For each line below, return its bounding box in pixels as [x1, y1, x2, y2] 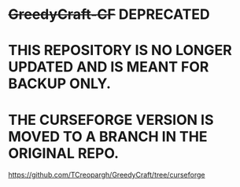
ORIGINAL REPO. [8, 144, 120, 162]
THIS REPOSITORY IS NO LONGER [8, 42, 232, 60]
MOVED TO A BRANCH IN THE [8, 127, 208, 145]
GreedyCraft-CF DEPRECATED [8, 5, 210, 24]
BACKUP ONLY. [8, 75, 112, 93]
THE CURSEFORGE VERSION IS [8, 111, 214, 129]
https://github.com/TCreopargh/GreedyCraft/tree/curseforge [8, 170, 205, 180]
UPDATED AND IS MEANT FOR [8, 58, 209, 76]
